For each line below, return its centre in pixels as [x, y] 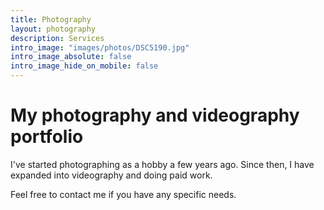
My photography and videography [155, 115]
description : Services [57, 38]
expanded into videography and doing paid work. [111, 175]
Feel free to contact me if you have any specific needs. [123, 194]
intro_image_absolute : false [71, 57]
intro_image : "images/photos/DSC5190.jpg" [100, 47]
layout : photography [53, 29]
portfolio [47, 137]
